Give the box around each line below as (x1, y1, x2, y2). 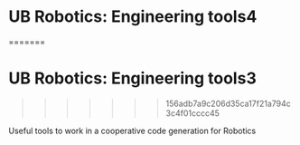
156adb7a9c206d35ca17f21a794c (165, 98, 291, 109)
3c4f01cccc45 (165, 107, 220, 119)
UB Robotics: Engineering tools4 (8, 6, 258, 27)
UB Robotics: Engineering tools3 (8, 68, 257, 89)
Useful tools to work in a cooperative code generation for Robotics (8, 125, 257, 136)
